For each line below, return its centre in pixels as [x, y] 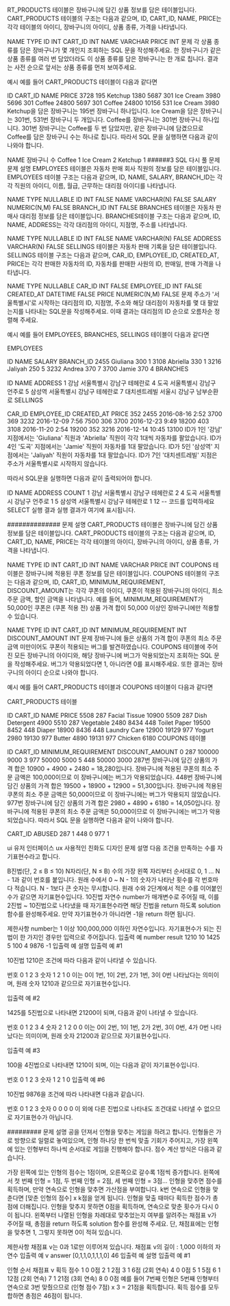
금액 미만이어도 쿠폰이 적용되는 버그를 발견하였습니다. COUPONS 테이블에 [106, 646]
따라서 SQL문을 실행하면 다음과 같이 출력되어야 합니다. [80, 478]
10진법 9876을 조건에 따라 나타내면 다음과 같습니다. [76, 1094]
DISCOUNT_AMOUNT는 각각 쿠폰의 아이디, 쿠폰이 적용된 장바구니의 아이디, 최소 [115, 590]
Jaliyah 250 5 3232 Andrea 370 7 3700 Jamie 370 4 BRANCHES [98, 369]
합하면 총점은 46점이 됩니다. [45, 1296]
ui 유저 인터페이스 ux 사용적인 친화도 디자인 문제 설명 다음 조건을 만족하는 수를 [111, 848]
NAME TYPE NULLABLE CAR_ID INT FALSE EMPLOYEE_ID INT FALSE [105, 285]
